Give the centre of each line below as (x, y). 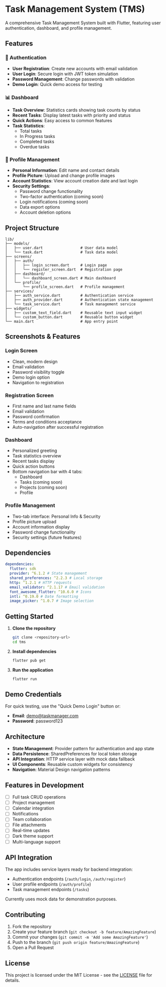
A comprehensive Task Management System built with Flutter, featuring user (83, 23)
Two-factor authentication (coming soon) (62, 197)
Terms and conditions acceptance (47, 422)
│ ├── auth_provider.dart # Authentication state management (79, 300)
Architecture (25, 737)
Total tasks (31, 131)
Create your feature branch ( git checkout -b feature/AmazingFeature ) (84, 932)
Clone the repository (34, 628)
